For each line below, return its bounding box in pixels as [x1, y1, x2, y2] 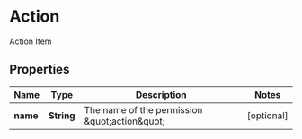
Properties [9, 62, 70, 77]
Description [135, 88, 187, 100]
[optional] [246, 109, 289, 122]
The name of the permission [84, 103, 203, 116]
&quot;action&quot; [84, 115, 165, 127]
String [48, 109, 75, 122]
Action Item [9, 36, 52, 47]
